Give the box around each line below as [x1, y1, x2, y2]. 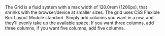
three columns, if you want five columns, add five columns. [5, 25, 125, 31]
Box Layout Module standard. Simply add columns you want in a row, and [5, 15, 154, 20]
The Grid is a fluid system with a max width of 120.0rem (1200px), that [5, 4, 147, 10]
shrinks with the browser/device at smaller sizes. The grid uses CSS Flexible [5, 9, 160, 15]
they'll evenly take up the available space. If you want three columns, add [5, 20, 154, 26]
